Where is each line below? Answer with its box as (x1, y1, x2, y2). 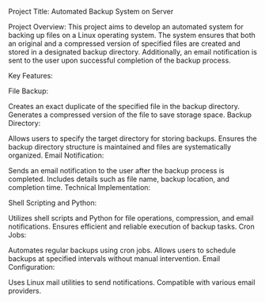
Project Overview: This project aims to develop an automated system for (8, 22, 244, 31)
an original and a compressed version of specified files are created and (8, 39, 241, 48)
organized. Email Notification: (8, 150, 104, 160)
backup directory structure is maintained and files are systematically (8, 142, 232, 151)
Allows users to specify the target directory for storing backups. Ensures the (8, 134, 257, 143)
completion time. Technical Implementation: (8, 183, 151, 192)
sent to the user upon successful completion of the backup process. (8, 55, 231, 65)
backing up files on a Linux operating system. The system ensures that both (8, 31, 256, 40)
